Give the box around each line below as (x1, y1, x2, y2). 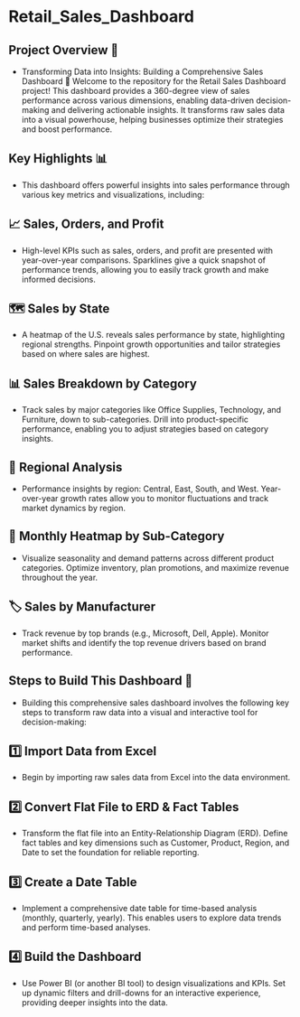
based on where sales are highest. (21, 349, 150, 359)
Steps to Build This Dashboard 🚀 (8, 673, 193, 688)
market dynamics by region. (21, 503, 127, 514)
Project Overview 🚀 (8, 42, 119, 58)
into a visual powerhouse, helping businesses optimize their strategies (21, 115, 284, 125)
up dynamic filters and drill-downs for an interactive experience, (21, 987, 261, 998)
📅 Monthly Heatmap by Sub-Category (8, 528, 225, 544)
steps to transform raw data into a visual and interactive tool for (21, 706, 258, 717)
